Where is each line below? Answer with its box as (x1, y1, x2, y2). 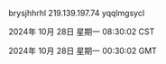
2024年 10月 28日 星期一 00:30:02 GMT (8, 45, 157, 56)
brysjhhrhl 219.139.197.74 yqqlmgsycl (8, 8, 145, 18)
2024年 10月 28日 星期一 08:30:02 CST (8, 26, 155, 37)
